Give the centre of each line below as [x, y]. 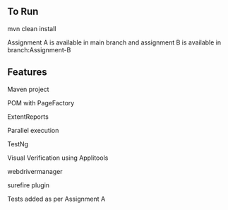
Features [27, 72]
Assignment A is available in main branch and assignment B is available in [114, 42]
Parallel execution [33, 130]
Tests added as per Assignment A [56, 199]
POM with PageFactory [41, 103]
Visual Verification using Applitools [58, 158]
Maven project [28, 89]
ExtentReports [28, 117]
